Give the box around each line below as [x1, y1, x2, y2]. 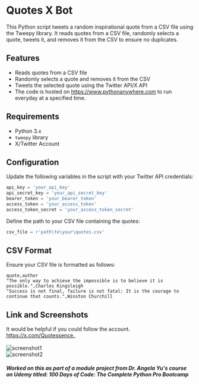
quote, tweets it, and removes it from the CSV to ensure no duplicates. [6, 36, 178, 43]
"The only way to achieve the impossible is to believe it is [6, 278, 163, 284]
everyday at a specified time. [14, 94, 86, 101]
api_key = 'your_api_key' [6, 185, 70, 191]
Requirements [6, 111, 59, 122]
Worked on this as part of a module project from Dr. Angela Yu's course [6, 364, 187, 371]
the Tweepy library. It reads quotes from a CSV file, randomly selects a [6, 29, 179, 36]
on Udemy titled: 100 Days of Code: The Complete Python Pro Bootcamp [6, 370, 189, 378]
